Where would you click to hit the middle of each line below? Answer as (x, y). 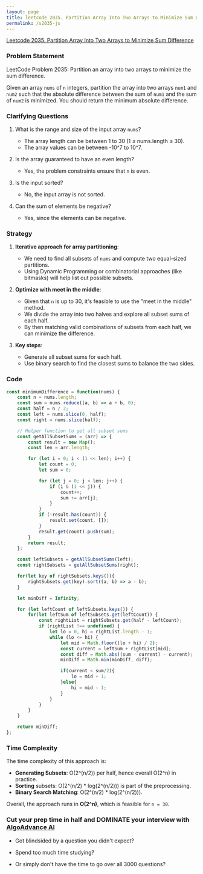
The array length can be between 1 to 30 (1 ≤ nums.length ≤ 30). (104, 141)
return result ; (47, 543)
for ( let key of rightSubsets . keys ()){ (66, 576)
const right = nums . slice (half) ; (59, 420)
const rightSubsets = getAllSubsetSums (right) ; (78, 565)
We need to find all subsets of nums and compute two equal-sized (105, 259)
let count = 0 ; (58, 464)
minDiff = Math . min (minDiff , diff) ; (106, 660)
